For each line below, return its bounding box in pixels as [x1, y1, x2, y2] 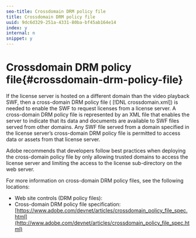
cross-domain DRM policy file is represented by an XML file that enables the [6, 111, 190, 118]
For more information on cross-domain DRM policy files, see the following [6, 177, 184, 184]
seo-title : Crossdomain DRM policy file [6, 8, 106, 15]
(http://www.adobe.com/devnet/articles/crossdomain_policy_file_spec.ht [14, 219, 190, 226]
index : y [6, 24, 27, 31]
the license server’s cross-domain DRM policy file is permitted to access [6, 129, 181, 136]
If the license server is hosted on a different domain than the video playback [6, 92, 190, 99]
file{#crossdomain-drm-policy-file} [6, 73, 183, 86]
